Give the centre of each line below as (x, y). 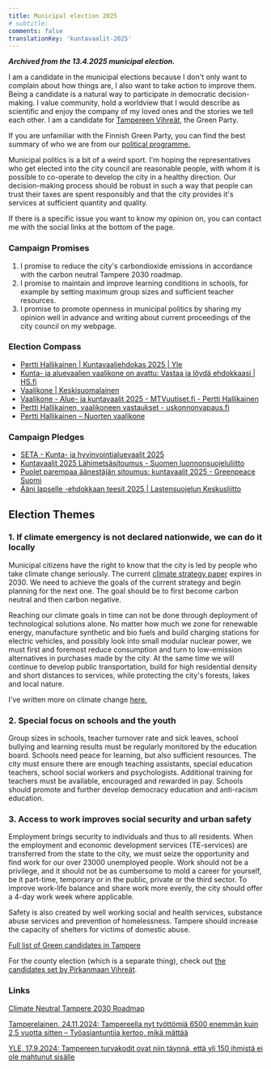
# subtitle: (28, 23)
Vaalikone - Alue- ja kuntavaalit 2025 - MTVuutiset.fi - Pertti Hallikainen (139, 399)
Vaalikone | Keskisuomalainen (70, 390)
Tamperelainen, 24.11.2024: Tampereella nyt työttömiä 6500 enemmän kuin (133, 1024)
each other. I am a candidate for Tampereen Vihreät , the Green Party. (123, 120)
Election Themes (52, 514)
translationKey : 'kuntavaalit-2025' (70, 38)
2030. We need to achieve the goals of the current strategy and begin (125, 582)
